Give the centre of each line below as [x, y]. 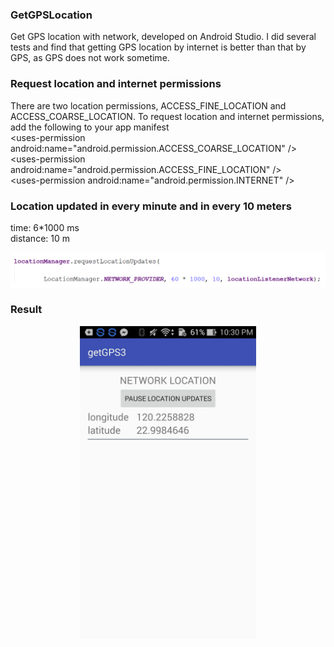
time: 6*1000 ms [45, 227]
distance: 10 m [40, 238]
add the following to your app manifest [90, 127]
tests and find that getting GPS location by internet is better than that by [158, 47]
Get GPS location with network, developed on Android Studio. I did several [163, 37]
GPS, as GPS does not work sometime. [90, 58]
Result [26, 310]
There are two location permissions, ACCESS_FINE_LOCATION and [148, 105]
